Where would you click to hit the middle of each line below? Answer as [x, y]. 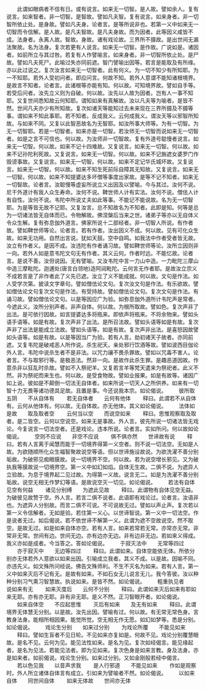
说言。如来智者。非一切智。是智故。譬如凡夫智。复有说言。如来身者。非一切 [103, 16]
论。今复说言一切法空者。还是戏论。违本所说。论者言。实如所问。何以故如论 [103, 429]
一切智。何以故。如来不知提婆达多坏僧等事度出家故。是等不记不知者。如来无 [103, 177]
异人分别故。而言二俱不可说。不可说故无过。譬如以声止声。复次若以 [113, 505]
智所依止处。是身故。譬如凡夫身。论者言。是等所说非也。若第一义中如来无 [100, 24]
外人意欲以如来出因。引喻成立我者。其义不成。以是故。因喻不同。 [116, 558]
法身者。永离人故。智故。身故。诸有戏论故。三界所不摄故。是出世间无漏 [108, 39]
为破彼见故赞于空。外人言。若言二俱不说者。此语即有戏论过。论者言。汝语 [100, 497]
